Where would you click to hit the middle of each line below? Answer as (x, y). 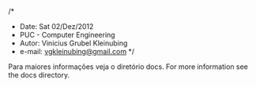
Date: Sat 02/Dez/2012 (56, 26)
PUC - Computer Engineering (68, 35)
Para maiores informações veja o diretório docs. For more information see (128, 67)
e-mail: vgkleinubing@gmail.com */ (77, 51)
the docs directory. (39, 75)
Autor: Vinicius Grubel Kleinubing (73, 43)
